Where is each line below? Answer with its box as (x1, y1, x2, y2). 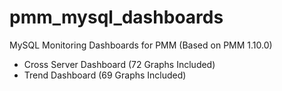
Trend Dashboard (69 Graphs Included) (23, 69, 187, 81)
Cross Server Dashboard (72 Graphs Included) (23, 58, 216, 70)
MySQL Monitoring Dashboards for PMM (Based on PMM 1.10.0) (9, 39, 273, 51)
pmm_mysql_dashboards (9, 6, 224, 29)
